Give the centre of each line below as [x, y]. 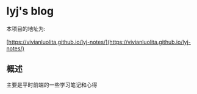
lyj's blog [30, 11]
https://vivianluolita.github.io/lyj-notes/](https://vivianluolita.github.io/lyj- [99, 42]
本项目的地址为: [26, 29]
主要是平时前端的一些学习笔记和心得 [52, 85]
